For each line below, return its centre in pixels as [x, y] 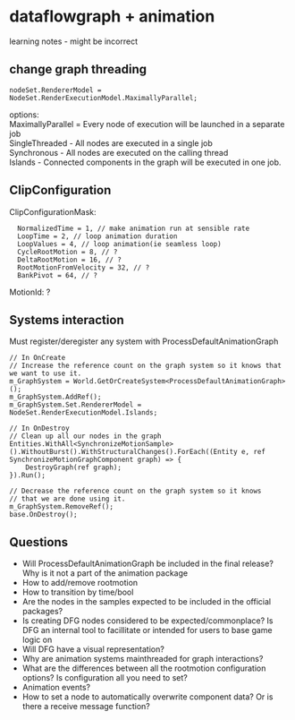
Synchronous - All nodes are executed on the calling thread [119, 152]
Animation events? [56, 688]
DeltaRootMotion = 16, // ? [70, 260]
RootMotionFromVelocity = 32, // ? [84, 267]
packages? [42, 612]
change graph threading [78, 69]
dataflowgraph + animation [112, 17]
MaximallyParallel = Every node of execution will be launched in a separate [147, 124]
